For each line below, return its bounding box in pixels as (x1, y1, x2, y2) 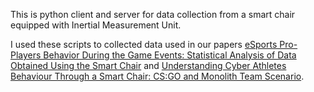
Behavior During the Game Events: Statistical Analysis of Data (43, 49, 297, 61)
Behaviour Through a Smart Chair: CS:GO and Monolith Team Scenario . (10, 70, 305, 82)
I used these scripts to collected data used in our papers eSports (10, 39, 278, 50)
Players (10, 49, 42, 61)
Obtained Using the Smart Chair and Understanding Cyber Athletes (10, 60, 287, 71)
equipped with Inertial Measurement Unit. (10, 19, 182, 31)
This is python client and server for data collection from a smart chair (10, 9, 296, 20)
